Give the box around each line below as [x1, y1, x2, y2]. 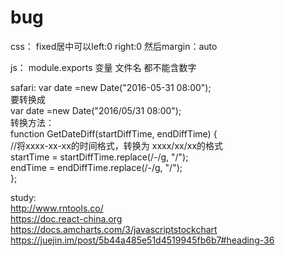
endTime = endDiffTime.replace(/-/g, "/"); [10, 161, 183, 173]
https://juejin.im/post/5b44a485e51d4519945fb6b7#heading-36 [10, 234, 275, 246]
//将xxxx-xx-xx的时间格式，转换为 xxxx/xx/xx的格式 [10, 139, 224, 151]
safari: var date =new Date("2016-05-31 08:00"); [10, 81, 212, 93]
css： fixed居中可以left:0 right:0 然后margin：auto [10, 40, 218, 52]
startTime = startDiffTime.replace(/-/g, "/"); [10, 151, 189, 163]
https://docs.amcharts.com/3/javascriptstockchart [10, 223, 218, 235]
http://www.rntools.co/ [10, 202, 104, 214]
